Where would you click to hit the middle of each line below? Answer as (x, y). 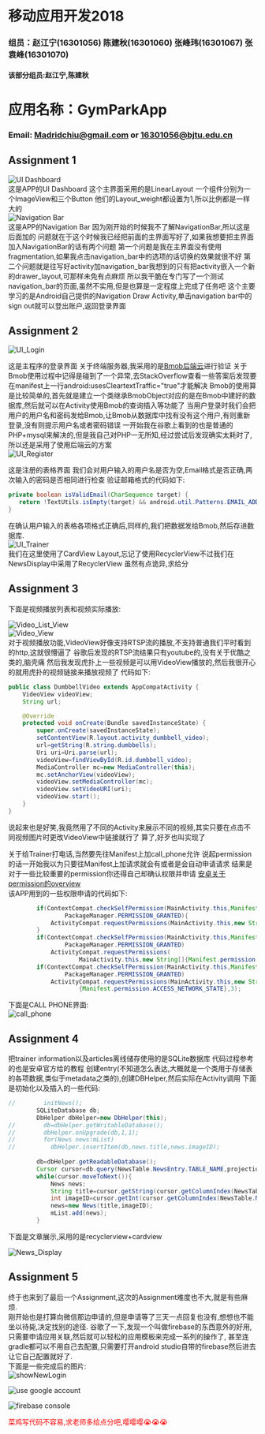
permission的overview (45, 883)
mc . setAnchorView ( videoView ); (86, 775)
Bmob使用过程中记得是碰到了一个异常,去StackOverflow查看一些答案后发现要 (132, 376)
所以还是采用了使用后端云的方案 (60, 445)
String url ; (42, 702)
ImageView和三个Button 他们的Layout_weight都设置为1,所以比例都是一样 (132, 199)
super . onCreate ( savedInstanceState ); (98, 730)
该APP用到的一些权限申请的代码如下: (68, 893)
